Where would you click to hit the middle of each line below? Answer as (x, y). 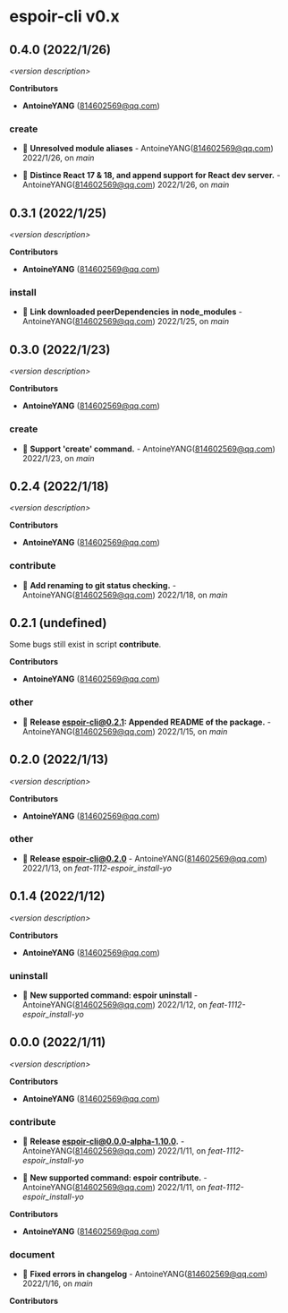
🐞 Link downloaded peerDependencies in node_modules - (132, 312)
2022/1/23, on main (59, 458)
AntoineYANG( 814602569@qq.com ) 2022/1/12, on (115, 1004)
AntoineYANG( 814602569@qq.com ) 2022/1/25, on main (126, 322)
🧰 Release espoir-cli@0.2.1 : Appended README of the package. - (146, 722)
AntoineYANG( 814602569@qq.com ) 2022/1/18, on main (125, 595)
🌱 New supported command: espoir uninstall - (110, 995)
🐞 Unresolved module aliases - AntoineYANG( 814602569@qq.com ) (148, 149)
